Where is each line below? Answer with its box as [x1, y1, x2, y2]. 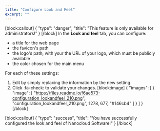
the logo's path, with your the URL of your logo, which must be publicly [12, 50, 155, 56]
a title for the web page [12, 40, 60, 45]
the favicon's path [12, 45, 49, 51]
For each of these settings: [5, 70, 60, 76]
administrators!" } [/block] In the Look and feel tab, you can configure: [5, 30, 146, 36]
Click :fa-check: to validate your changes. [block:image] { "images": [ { [12, 85, 155, 90]
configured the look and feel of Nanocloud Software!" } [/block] [5, 120, 133, 126]
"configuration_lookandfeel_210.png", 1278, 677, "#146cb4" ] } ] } [12, 100, 143, 106]
